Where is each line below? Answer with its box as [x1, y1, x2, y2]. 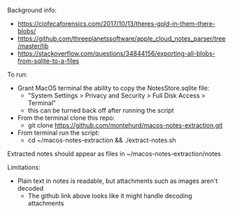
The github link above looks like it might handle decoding [27, 192, 192, 200]
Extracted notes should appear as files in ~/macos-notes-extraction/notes [7, 150, 222, 158]
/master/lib [17, 42, 49, 50]
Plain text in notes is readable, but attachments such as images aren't [17, 177, 218, 185]
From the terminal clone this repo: [17, 114, 115, 122]
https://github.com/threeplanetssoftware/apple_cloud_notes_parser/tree [17, 34, 226, 43]
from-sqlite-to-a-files [17, 57, 79, 65]
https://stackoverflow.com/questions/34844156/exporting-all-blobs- [17, 49, 216, 57]
